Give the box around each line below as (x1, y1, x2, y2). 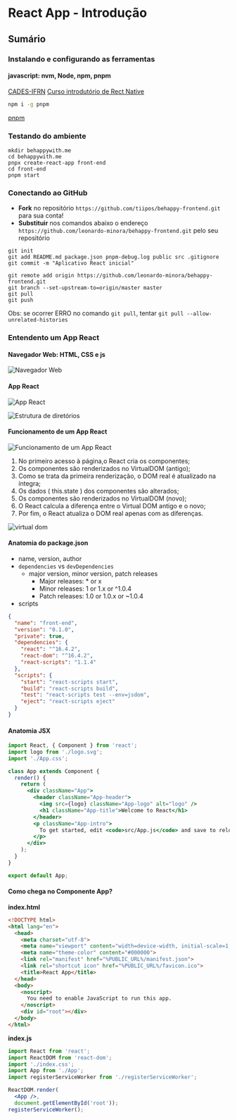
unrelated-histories (8, 317, 69, 324)
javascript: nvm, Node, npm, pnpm (8, 72, 111, 80)
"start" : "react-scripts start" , (20, 678, 119, 686)
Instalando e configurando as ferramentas (8, 54, 155, 64)
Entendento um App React (8, 333, 100, 343)
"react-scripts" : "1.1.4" (20, 659, 97, 666)
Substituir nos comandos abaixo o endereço (18, 219, 148, 227)
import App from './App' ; (8, 1067, 84, 1074)
